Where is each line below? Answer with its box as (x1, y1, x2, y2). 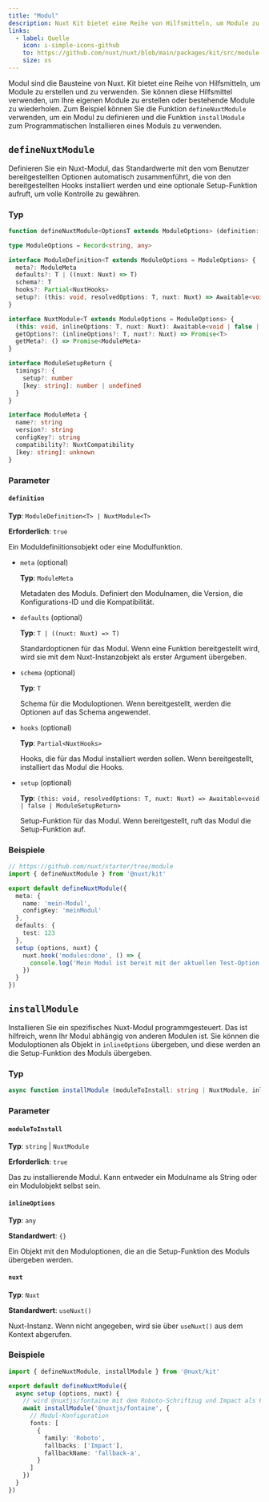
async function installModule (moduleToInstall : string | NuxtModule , (8, 1086, 249, 1094)
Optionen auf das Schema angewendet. (19, 707, 151, 717)
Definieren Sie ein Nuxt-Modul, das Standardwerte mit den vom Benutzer (8, 163, 250, 173)
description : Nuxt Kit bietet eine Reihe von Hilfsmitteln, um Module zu (8, 19, 260, 27)
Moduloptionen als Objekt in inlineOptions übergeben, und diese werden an (8, 1039, 261, 1049)
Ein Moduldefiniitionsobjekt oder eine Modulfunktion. (8, 542, 183, 551)
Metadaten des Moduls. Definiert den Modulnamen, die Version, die (19, 588, 243, 598)
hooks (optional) (19, 723, 72, 732)
